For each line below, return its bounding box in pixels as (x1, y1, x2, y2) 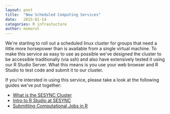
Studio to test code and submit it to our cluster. (5, 67, 104, 73)
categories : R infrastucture (5, 21, 67, 27)
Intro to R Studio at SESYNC (12, 97, 71, 104)
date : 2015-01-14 (5, 17, 47, 22)
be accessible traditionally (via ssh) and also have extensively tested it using (5, 56, 165, 62)
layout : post (5, 7, 33, 13)
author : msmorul (5, 26, 40, 31)
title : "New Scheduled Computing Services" (5, 12, 101, 17)
